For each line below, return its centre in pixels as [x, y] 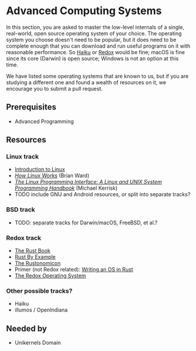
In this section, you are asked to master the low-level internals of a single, [95, 27]
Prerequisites [31, 107]
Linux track [23, 157]
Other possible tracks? [39, 291]
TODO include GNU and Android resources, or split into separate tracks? [102, 194]
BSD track [21, 210]
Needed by [26, 328]
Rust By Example [35, 257]
